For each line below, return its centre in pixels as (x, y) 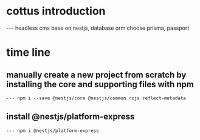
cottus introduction (56, 11)
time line (28, 52)
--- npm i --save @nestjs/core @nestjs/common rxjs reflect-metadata (96, 98)
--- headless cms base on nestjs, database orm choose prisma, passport (98, 28)
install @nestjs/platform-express (71, 117)
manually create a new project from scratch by (96, 75)
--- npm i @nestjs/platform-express (53, 131)
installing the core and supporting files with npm (100, 84)
